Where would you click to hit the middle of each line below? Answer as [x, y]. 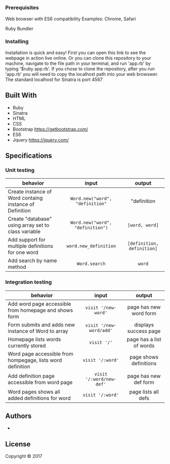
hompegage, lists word [35, 360]
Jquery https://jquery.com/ [41, 140]
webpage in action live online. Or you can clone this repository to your [78, 58]
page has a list [144, 339]
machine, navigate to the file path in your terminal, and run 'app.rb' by [78, 63]
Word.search [91, 264]
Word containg [25, 198]
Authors [18, 416]
